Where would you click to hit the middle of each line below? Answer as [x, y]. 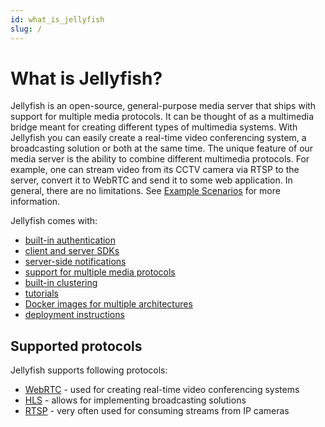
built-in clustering [61, 283]
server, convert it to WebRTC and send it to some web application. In [151, 180]
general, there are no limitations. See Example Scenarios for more [145, 191]
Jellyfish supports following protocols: [89, 370]
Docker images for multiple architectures [108, 304]
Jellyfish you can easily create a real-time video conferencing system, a [158, 138]
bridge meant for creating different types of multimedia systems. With [154, 127]
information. [35, 202]
